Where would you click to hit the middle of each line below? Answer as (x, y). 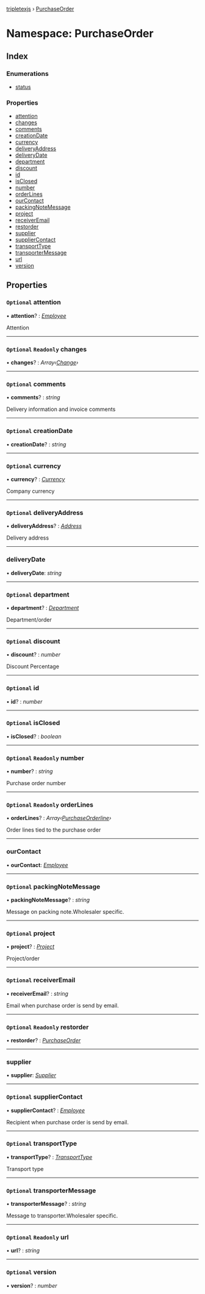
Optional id (23, 688)
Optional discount (33, 641)
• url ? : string (23, 1251)
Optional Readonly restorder (48, 1027)
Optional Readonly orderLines (50, 805)
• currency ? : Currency (36, 480)
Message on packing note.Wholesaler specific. (65, 912)
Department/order (29, 619)
